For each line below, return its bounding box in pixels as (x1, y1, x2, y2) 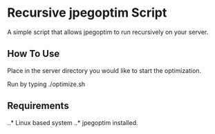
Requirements (7, 100, 69, 112)
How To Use (7, 48, 60, 60)
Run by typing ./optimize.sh (7, 80, 86, 88)
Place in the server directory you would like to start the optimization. (7, 66, 202, 74)
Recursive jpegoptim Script (7, 5, 167, 21)
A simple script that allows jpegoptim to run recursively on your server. (7, 28, 209, 36)
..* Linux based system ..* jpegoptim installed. (7, 118, 138, 126)
